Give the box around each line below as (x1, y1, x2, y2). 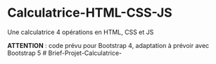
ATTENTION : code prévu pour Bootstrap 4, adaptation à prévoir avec (7, 41, 210, 49)
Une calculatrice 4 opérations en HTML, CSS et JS (7, 28, 154, 36)
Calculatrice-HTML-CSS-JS (7, 5, 172, 21)
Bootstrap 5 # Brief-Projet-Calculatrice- (7, 49, 122, 57)
